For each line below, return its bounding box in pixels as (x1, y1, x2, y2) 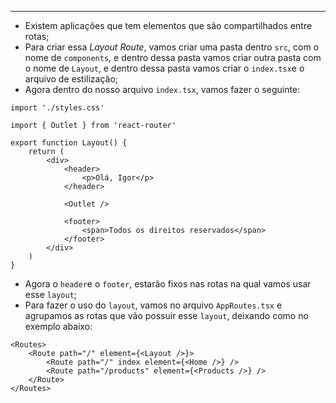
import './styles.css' (10, 103, 105, 113)
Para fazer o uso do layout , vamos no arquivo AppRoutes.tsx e (24, 299, 283, 311)
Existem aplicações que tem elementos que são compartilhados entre (24, 20, 313, 31)
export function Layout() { (10, 138, 128, 148)
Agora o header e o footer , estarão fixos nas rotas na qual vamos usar (24, 278, 312, 290)
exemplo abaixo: (24, 321, 93, 332)
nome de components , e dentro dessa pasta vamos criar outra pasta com (24, 52, 322, 63)
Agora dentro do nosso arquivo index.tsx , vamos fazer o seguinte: (24, 84, 301, 95)
